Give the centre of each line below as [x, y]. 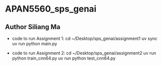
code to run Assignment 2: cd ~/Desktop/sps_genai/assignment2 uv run [84, 53]
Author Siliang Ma [33, 27]
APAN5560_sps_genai [51, 9]
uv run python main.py [34, 44]
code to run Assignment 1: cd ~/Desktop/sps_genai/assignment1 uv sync [85, 38]
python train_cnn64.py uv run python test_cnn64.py [64, 58]
